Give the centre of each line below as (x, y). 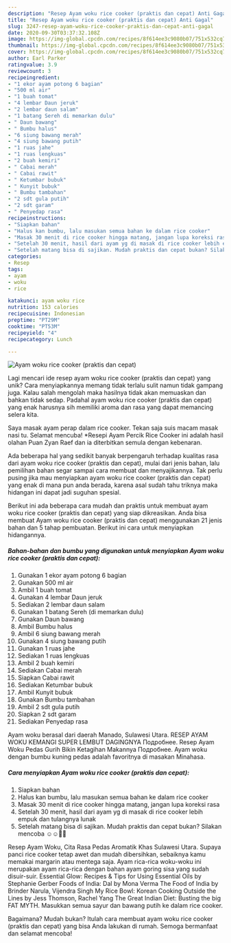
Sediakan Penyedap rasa (53, 722)
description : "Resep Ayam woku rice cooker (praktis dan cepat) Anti (109, 13)
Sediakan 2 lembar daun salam (61, 605)
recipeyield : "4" (33, 333)
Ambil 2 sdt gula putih (49, 707)
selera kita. (23, 415)
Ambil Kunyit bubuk (45, 693)
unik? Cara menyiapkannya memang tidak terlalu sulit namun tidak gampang (115, 385)
